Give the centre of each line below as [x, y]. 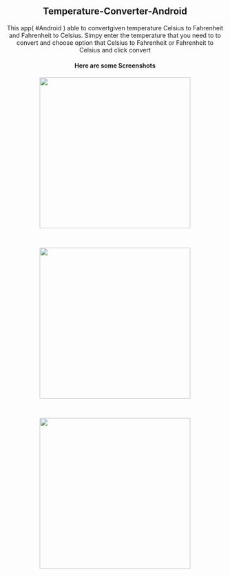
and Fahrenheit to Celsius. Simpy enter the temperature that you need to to [115, 35]
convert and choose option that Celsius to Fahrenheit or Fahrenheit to [115, 42]
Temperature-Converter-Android [115, 11]
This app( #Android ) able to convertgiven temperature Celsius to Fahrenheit [115, 28]
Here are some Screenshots [115, 66]
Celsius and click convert [115, 50]
